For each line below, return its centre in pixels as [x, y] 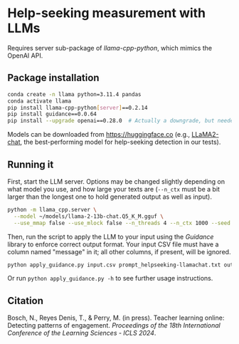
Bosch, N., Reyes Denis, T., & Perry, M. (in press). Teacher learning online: [116, 318]
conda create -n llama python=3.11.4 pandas [74, 94]
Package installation [53, 78]
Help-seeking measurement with [107, 13]
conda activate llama [39, 101]
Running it [31, 164]
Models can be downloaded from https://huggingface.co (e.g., [99, 135]
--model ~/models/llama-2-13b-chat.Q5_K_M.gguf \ [89, 216]
